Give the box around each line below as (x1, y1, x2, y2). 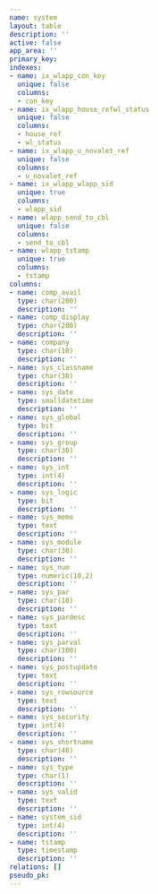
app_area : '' (9, 47, 58, 56)
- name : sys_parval (9, 638, 82, 647)
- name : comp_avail (9, 288, 82, 297)
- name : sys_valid (9, 787, 78, 797)
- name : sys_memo (9, 512, 74, 522)
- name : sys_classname (9, 363, 94, 372)
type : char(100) (17, 646, 78, 655)
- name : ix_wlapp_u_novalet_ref (9, 146, 129, 155)
